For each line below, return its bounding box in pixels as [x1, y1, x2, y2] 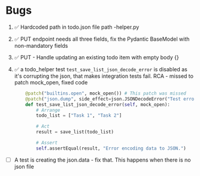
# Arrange [36, 107, 60, 113]
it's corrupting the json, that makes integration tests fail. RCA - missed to [14, 72, 194, 80]
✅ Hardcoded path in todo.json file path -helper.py [14, 23, 140, 31]
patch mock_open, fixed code [14, 78, 88, 86]
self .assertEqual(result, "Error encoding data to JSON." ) [36, 145, 186, 151]
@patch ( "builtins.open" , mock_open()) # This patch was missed [25, 90, 186, 96]
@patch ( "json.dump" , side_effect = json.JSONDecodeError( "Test [25, 96, 181, 102]
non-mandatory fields [14, 42, 68, 49]
